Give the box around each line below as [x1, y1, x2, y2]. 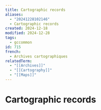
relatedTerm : [5, 58, 32, 63]
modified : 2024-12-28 [5, 30, 50, 35]
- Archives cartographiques [9, 53, 68, 59]
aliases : [5, 12, 23, 17]
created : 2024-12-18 [5, 26, 48, 31]
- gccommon [9, 40, 32, 45]
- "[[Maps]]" [9, 72, 37, 77]
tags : [5, 35, 16, 40]
